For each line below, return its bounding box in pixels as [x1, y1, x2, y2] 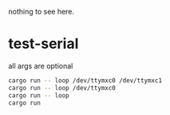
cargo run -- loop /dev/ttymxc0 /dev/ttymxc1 [8, 76, 162, 85]
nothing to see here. [8, 7, 74, 16]
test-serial [8, 35, 79, 53]
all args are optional [8, 61, 73, 70]
